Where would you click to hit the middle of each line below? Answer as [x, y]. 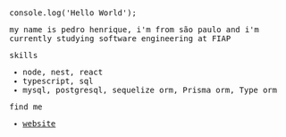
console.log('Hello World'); [73, 13]
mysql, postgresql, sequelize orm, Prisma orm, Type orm [149, 90]
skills [24, 55]
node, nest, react [63, 72]
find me [26, 107]
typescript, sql [58, 81]
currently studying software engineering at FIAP [120, 39]
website [39, 124]
